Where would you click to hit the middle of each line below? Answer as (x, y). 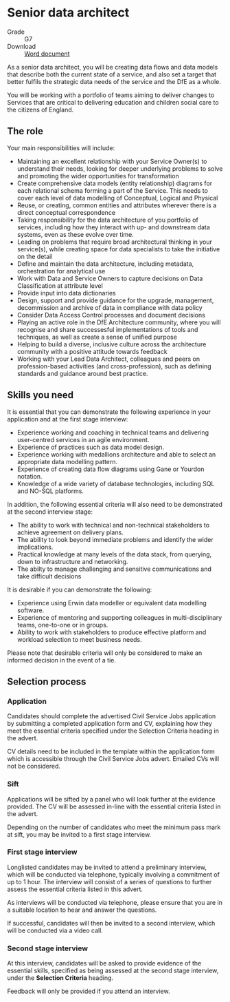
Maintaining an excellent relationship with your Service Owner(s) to (112, 161)
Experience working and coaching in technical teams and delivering (113, 432)
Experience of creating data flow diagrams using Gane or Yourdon (111, 469)
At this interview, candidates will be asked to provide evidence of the (104, 963)
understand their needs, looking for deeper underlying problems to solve (120, 168)
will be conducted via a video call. (55, 930)
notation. (30, 476)
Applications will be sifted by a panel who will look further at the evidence (111, 799)
